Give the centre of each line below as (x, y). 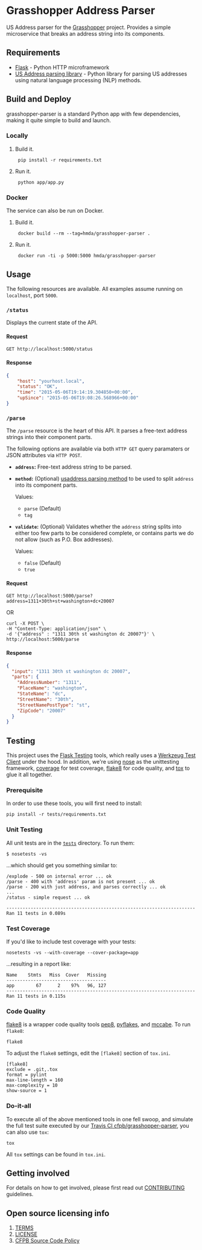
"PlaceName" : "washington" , (52, 688)
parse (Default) (43, 509)
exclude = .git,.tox (32, 1070)
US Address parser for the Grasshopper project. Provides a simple (89, 27)
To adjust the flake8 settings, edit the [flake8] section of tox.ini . (88, 1053)
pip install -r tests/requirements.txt (56, 815)
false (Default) (43, 563)
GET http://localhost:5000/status (50, 349)
